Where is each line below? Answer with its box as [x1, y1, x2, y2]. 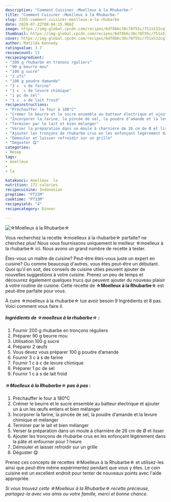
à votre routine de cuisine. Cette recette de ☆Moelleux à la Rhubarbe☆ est [5, 282, 164, 288]
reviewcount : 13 [5, 50, 40, 55]
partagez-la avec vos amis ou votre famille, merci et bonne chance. [5, 491, 148, 497]
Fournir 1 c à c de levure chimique [12, 360, 84, 366]
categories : [5, 145, 31, 150]
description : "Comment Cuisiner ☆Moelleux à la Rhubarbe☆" [5, 7, 133, 13]
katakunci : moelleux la [5, 178, 58, 183]
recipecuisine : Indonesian [5, 187, 63, 193]
